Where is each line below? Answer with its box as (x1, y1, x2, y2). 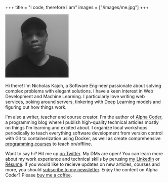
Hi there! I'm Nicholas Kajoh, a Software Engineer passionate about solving (5, 83, 161, 88)
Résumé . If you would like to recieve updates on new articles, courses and (5, 161, 160, 167)
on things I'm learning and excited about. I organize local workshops (5, 125, 148, 130)
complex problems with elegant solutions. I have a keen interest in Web (5, 88, 153, 94)
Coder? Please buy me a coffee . (5, 172, 72, 178)
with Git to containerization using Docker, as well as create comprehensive (5, 135, 161, 141)
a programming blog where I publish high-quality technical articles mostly (5, 119, 159, 125)
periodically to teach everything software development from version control (5, 130, 163, 136)
